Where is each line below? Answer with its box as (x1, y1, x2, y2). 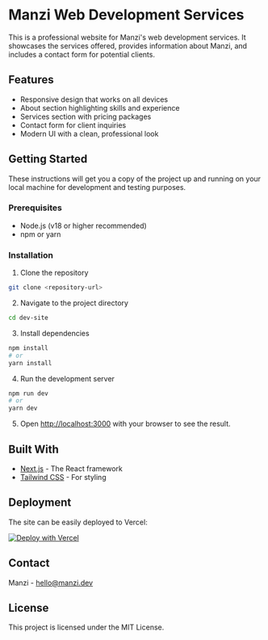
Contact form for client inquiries (19, 120, 127, 130)
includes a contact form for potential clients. (8, 49, 156, 59)
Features (8, 73, 54, 86)
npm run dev (8, 389, 48, 398)
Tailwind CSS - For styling (19, 472, 107, 482)
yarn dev (8, 404, 38, 413)
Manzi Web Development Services (8, 6, 245, 24)
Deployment (8, 495, 72, 510)
